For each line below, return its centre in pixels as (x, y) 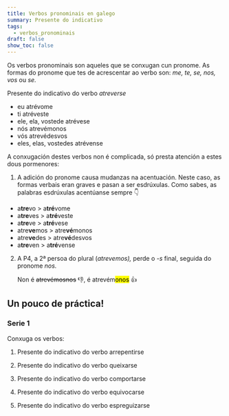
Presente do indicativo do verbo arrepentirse (80, 352)
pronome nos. (37, 266)
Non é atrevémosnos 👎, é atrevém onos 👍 (77, 279)
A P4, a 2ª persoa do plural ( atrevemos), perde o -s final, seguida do (114, 258)
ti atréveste (33, 114)
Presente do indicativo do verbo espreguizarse (83, 405)
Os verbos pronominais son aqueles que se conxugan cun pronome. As (108, 65)
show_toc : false (30, 46)
